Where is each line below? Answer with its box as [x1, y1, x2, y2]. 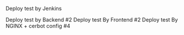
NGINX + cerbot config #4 [5, 23, 70, 29]
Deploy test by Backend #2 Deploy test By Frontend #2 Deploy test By [5, 16, 179, 23]
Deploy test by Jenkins [5, 5, 62, 12]
